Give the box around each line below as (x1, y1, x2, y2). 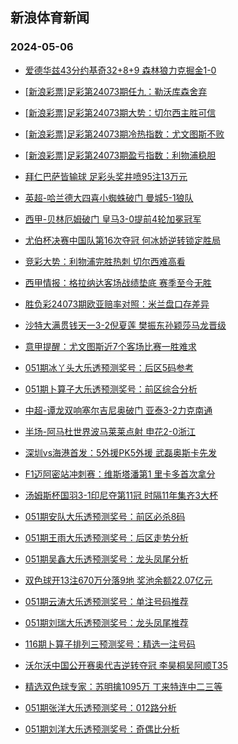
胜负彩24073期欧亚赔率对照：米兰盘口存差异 (24, 298, 210, 310)
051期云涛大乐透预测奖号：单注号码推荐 (24, 595, 189, 607)
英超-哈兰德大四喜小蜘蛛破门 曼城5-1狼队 (24, 191, 194, 203)
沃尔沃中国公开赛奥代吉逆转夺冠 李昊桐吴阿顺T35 (24, 659, 228, 671)
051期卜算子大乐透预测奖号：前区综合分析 (24, 383, 198, 395)
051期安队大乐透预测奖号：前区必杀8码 (24, 510, 186, 522)
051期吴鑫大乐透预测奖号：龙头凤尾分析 (24, 553, 189, 565)
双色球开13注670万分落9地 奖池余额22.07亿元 (24, 574, 213, 586)
